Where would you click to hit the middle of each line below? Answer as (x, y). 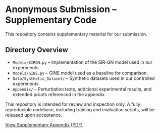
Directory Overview (37, 50)
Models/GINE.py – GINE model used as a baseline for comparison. (80, 73)
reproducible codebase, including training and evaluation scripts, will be (80, 109)
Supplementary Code (51, 20)
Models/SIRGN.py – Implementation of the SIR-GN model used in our (83, 62)
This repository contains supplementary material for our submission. (76, 34)
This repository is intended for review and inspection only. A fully (73, 104)
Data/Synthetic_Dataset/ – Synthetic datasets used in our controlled (84, 78)
